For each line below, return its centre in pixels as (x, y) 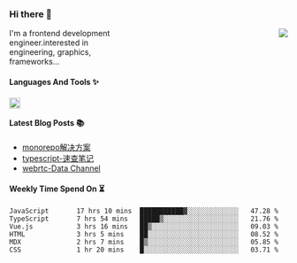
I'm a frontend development (60, 34)
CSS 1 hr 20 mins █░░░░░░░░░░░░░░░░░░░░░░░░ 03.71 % (144, 250)
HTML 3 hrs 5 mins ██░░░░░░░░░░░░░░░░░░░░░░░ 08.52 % (144, 234)
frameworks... (34, 62)
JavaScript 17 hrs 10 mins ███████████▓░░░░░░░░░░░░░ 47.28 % (144, 211)
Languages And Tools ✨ (54, 81)
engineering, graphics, (50, 52)
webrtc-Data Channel (61, 168)
